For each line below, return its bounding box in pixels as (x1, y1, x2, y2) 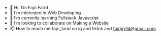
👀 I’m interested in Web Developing (9, 10, 81, 16)
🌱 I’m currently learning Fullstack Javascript (9, 15, 99, 20)
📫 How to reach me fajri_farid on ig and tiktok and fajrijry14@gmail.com (9, 26, 156, 31)
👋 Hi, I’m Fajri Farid (9, 5, 48, 10)
